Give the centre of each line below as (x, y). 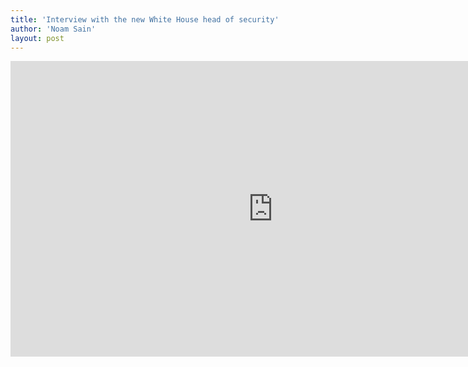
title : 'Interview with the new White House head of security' (145, 19)
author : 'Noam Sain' (53, 29)
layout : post (37, 38)
